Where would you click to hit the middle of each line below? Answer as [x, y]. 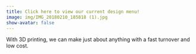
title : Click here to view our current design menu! [73, 12]
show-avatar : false [30, 23]
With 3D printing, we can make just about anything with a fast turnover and [98, 40]
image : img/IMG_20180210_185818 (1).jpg [57, 17]
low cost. [17, 46]
